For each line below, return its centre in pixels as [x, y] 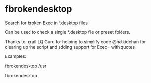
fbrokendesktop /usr [26, 66]
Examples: [15, 56]
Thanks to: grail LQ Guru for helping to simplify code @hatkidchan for [75, 41]
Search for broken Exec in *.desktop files [46, 23]
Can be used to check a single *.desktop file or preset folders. [68, 32]
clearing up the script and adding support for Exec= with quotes [70, 47]
